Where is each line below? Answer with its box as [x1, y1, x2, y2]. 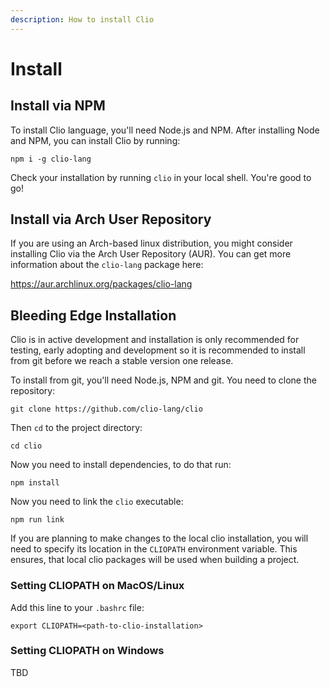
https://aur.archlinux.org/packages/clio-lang [10, 278, 193, 290]
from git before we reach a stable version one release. [10, 355, 234, 367]
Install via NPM [10, 97, 106, 115]
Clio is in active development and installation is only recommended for [10, 334, 300, 346]
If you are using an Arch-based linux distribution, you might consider [10, 237, 293, 250]
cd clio [10, 441, 43, 451]
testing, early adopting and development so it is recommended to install [10, 344, 306, 356]
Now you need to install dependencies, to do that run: [10, 459, 232, 471]
